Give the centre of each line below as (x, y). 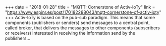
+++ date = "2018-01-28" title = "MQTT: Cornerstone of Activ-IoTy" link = (80, 7)
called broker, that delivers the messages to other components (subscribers (83, 28)
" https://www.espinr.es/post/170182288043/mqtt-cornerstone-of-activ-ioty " (83, 12)
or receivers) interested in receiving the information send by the (70, 33)
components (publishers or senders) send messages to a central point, (78, 23)
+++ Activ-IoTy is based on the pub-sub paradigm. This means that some (80, 17)
